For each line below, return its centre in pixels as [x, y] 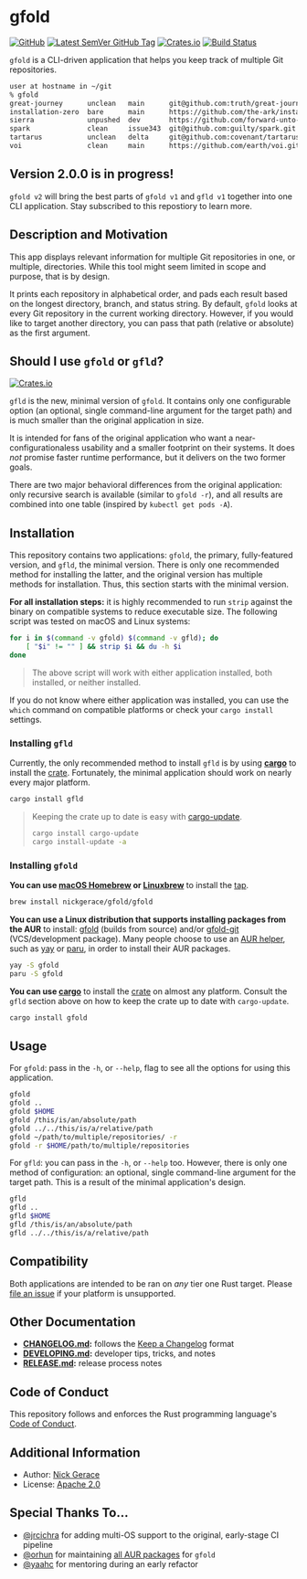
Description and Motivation [89, 235]
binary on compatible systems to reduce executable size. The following [143, 612]
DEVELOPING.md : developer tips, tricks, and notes [119, 1353]
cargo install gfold [49, 1017]
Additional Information [75, 1452]
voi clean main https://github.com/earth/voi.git [155, 146]
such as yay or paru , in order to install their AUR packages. [120, 948]
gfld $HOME [30, 1216]
